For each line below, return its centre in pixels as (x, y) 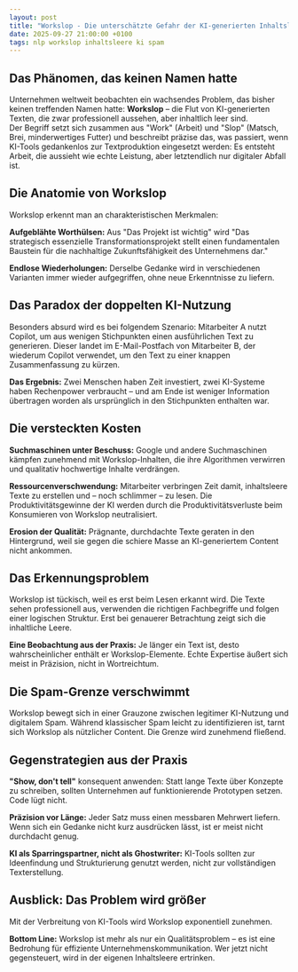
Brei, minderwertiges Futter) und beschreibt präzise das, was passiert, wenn (149, 138)
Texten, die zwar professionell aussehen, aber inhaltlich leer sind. (129, 119)
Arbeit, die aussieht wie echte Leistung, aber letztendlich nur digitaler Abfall (148, 156)
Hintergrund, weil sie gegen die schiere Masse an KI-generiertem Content (144, 541)
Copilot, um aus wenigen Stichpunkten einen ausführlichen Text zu (132, 336)
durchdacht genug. (44, 836)
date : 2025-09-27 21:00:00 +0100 (71, 34)
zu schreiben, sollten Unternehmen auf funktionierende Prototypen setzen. (146, 790)
